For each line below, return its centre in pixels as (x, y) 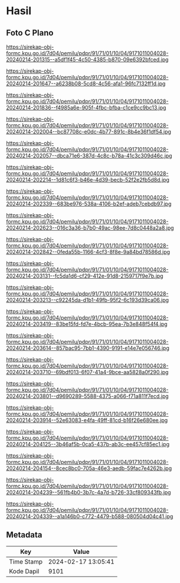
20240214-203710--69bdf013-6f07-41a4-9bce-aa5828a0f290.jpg (87, 372)
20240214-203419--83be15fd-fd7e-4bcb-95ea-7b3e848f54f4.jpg (87, 324)
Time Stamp (26, 562)
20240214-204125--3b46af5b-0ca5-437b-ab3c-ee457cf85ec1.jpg (88, 444)
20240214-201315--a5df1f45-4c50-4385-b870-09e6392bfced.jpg (87, 59)
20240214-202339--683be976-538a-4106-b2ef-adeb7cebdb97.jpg (89, 204)
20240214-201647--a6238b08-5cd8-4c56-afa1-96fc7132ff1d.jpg (86, 83)
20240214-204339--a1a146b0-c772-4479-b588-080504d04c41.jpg (90, 516)
